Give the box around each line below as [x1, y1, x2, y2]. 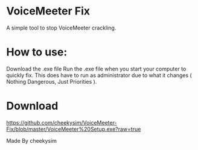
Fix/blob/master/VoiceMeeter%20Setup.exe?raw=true [6, 125, 141, 133]
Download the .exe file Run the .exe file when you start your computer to [6, 65, 187, 72]
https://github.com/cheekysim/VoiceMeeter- [6, 119, 117, 126]
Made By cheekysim [6, 137, 57, 144]
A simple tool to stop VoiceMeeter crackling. [6, 24, 117, 31]
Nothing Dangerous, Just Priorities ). [6, 78, 97, 85]
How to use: [6, 45, 68, 59]
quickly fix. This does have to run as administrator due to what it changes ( [6, 71, 192, 79]
